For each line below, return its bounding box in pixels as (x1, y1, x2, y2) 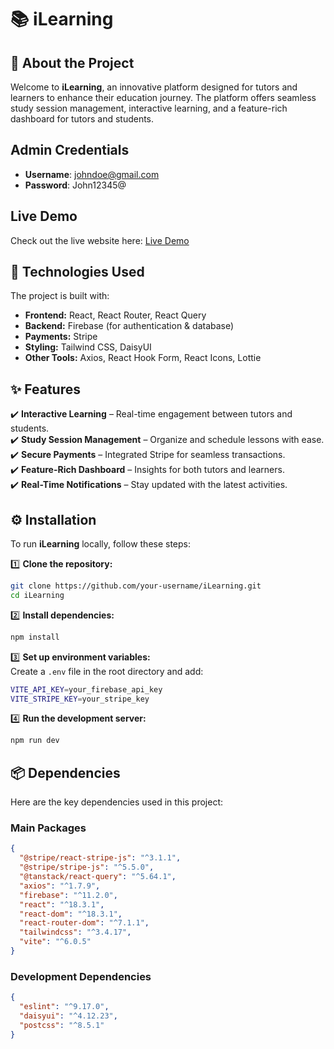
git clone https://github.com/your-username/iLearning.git (10, 581, 262, 591)
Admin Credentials (10, 142, 130, 159)
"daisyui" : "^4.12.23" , (19, 1011, 118, 1021)
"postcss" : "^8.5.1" (19, 1020, 105, 1030)
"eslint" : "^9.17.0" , (19, 1002, 110, 1012)
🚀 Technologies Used (10, 264, 145, 281)
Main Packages (10, 821, 87, 835)
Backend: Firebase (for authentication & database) (24, 320, 235, 332)
